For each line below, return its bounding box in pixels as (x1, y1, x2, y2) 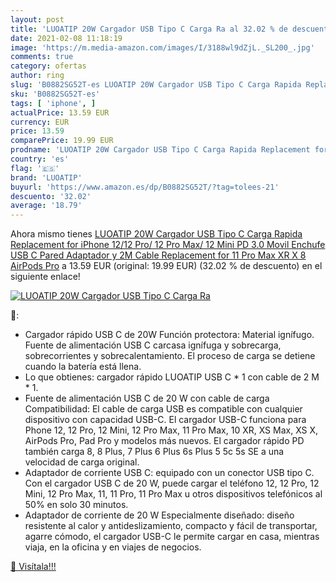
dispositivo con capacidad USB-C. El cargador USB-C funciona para (24, 414, 307, 426)
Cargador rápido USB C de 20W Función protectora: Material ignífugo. (24, 329, 315, 341)
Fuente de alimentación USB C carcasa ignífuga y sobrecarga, (24, 339, 282, 351)
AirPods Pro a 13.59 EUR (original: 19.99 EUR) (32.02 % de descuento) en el (10, 260, 323, 272)
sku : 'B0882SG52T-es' (10, 89, 101, 99)
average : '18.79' (10, 201, 83, 211)
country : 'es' (10, 154, 70, 164)
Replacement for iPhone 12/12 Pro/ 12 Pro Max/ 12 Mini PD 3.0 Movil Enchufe (10, 239, 326, 251)
